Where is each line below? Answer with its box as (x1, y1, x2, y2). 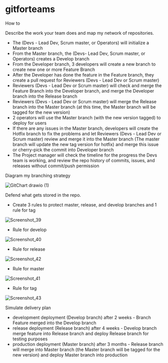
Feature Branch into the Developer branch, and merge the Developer (12, 88, 154, 94)
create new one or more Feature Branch (12, 66, 95, 72)
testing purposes (12, 336, 48, 342)
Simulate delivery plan (5, 305, 51, 311)
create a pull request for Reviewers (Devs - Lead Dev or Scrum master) (12, 77, 159, 83)
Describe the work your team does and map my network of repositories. (5, 30, 154, 36)
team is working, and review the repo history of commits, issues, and (12, 157, 155, 163)
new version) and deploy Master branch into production (12, 351, 128, 358)
